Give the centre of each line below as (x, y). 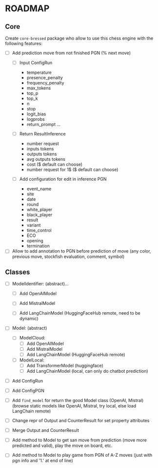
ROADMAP (27, 9)
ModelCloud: (32, 338)
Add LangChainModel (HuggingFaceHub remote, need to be (80, 313)
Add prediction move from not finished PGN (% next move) (71, 53)
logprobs (36, 119)
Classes (18, 272)
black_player (39, 215)
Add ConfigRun (28, 381)
